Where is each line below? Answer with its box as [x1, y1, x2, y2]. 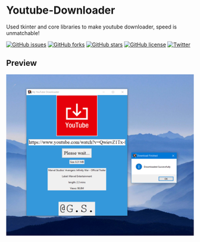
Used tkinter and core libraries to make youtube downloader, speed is [6, 23, 177, 30]
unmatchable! [6, 29, 40, 36]
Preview [6, 58, 37, 68]
